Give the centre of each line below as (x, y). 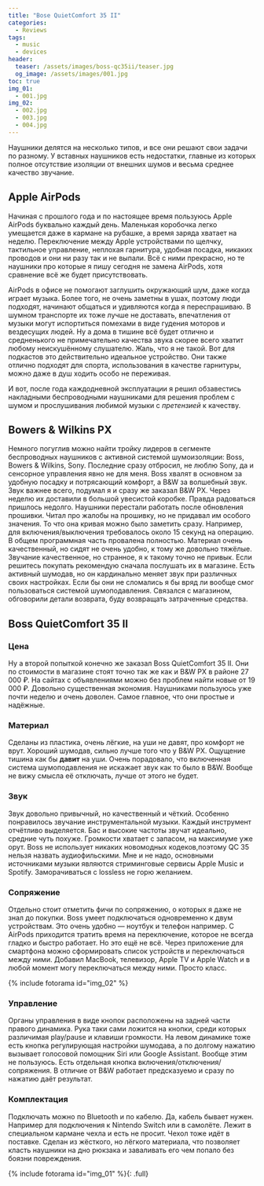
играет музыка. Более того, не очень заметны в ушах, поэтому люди (125, 298)
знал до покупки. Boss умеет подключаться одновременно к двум (121, 917)
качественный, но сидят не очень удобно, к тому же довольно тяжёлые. (130, 549)
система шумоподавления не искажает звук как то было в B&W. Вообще (130, 768)
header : (21, 60)
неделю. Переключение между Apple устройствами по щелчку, (115, 241)
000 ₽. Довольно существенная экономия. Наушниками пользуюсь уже (130, 688)
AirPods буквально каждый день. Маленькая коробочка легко (113, 224)
